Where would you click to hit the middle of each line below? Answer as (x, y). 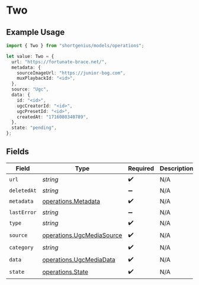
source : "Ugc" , (30, 89)
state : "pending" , (34, 128)
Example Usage (36, 32)
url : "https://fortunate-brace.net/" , (60, 62)
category (21, 248)
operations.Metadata (71, 202)
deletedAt (23, 190)
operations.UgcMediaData (79, 260)
